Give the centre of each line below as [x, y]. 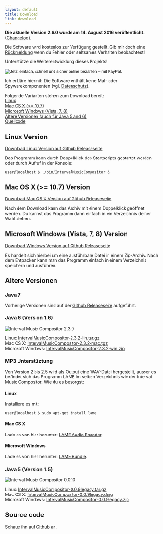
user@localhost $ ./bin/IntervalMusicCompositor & [57, 172]
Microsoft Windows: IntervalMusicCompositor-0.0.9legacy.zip [67, 500]
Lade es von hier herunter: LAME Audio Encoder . [54, 435]
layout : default [21, 10]
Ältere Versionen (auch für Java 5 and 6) [46, 116]
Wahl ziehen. [18, 218]
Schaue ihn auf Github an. [31, 527]
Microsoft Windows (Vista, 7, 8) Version [66, 234]
